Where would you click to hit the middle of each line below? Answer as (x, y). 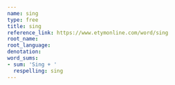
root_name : (23, 39)
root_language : (29, 45)
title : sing (24, 26)
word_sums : (23, 58)
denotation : (24, 52)
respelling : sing (38, 71)
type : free (23, 20)
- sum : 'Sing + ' (32, 64)
